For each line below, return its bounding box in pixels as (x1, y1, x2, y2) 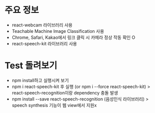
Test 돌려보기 (4, 60, 58, 71)
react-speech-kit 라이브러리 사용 (11, 40, 77, 46)
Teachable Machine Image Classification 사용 (11, 28, 104, 34)
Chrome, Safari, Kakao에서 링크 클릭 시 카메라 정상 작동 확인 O (11, 34, 136, 40)
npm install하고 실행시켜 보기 (11, 77, 69, 83)
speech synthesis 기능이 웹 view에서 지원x (11, 102, 97, 108)
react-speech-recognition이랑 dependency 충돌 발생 (11, 90, 118, 96)
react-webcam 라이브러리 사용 (11, 22, 73, 28)
